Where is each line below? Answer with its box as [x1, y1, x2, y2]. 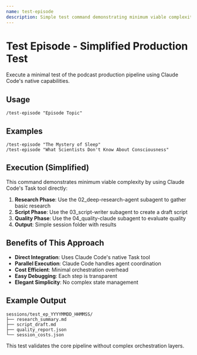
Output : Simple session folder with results [14, 221, 117, 228]
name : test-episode [6, 8, 54, 15]
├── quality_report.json [6, 327, 67, 333]
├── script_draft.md [6, 321, 57, 327]
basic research [14, 202, 51, 209]
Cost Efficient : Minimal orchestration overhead [14, 266, 129, 273]
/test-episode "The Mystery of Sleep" [6, 142, 101, 148]
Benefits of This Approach [6, 238, 104, 248]
